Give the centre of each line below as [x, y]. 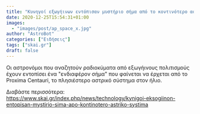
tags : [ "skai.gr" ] [29, 45]
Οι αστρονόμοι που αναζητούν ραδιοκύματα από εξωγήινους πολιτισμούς [98, 67]
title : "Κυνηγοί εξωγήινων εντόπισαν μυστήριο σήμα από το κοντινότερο [97, 12]
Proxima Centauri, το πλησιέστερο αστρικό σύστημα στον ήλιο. [84, 80]
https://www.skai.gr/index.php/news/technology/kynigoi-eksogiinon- [91, 98]
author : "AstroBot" [30, 34]
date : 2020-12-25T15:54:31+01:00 [48, 17]
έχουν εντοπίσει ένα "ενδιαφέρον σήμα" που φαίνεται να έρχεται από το [97, 74]
